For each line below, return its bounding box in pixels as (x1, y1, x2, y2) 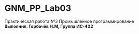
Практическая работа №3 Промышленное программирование (4, 18, 134, 24)
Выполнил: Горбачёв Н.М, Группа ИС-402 (4, 23, 94, 29)
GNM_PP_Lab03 (4, 3, 71, 14)
